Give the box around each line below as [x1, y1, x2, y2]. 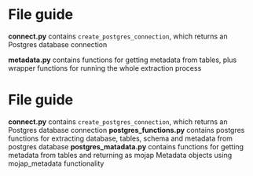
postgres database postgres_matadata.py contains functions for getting [8, 141, 244, 151]
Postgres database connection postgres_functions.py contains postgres [8, 125, 245, 134]
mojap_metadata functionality [8, 159, 104, 168]
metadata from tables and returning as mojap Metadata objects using [8, 150, 233, 159]
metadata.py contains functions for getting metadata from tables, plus [8, 55, 237, 64]
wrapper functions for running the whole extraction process [8, 63, 202, 72]
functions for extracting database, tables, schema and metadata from [8, 134, 233, 143]
